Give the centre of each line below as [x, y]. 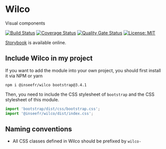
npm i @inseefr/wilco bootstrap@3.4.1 [46, 85]
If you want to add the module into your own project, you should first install [83, 70]
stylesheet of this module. [32, 99]
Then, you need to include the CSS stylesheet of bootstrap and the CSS [80, 94]
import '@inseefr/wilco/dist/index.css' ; [49, 113]
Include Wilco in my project [49, 58]
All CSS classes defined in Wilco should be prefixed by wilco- [77, 141]
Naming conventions [39, 129]
